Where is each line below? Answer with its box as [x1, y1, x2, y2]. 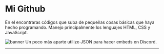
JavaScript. [5, 29, 28, 35]
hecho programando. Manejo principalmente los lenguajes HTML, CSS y [5, 24, 150, 30]
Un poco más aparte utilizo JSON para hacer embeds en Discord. [25, 39, 157, 44]
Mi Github [5, 3, 45, 14]
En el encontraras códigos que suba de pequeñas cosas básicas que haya [5, 19, 155, 25]
